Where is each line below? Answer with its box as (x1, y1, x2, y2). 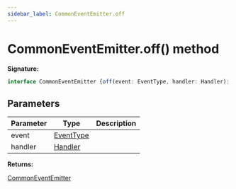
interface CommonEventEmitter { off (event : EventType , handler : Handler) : (7, 78, 230, 85)
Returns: (7, 160, 34, 168)
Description (96, 118, 137, 128)
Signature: (7, 64, 39, 73)
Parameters (7, 97, 60, 110)
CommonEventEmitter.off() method (7, 40, 220, 57)
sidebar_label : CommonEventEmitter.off (7, 10, 125, 18)
